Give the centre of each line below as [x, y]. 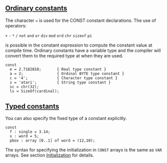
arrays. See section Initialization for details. [50, 155]
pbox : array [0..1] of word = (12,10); [52, 141]
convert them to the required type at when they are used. [64, 55]
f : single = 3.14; [30, 132]
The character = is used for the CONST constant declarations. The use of [81, 20]
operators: [16, 25]
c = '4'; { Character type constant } [64, 78]
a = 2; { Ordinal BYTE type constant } [67, 73]
